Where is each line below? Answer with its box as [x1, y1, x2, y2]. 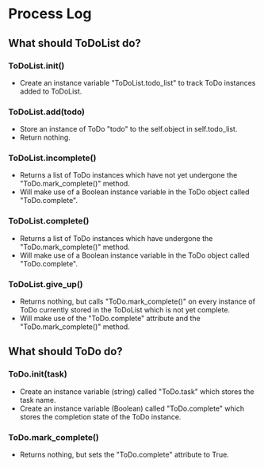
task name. [19, 395, 56, 404]
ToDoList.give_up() [8, 278, 83, 289]
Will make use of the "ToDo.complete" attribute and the [19, 314, 201, 323]
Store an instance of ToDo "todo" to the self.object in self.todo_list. [19, 124, 238, 134]
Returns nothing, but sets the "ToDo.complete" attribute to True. [19, 450, 230, 460]
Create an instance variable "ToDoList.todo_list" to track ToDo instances [19, 78, 256, 87]
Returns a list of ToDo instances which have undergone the [19, 233, 213, 243]
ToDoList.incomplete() [8, 152, 97, 163]
